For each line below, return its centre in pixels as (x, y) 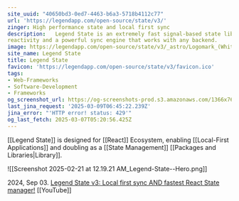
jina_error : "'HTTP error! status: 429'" (70, 113)
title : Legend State (38, 60)
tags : (15, 73)
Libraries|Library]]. (35, 155)
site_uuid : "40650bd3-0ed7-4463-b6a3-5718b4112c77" (85, 14)
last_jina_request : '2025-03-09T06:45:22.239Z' (79, 107)
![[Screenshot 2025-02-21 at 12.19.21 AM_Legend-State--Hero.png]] (107, 168)
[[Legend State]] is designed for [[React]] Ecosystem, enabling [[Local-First (118, 140)
